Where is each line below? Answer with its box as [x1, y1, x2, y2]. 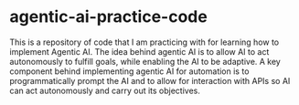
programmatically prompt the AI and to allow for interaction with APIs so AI [9, 75, 291, 86]
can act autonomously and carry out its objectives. [9, 85, 201, 96]
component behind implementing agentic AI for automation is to [9, 66, 250, 77]
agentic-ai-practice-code [9, 6, 208, 27]
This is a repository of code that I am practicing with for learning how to [9, 37, 280, 47]
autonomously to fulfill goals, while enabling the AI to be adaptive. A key [9, 56, 281, 67]
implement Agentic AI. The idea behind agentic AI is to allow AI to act [9, 46, 270, 57]
